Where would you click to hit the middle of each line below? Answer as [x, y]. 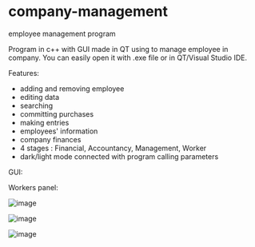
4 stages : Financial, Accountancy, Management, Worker [113, 148]
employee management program [62, 34]
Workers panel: [33, 187]
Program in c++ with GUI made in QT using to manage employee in [118, 49]
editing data [40, 97]
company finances [50, 139]
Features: [24, 73]
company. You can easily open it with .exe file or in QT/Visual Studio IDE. [128, 58]
